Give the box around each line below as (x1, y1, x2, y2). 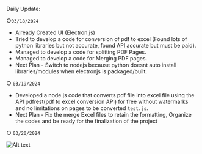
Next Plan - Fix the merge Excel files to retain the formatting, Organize (15, 111, 192, 118)
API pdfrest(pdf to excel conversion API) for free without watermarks (15, 98, 189, 105)
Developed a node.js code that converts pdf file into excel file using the (15, 92, 195, 98)
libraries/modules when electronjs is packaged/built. (15, 68, 148, 75)
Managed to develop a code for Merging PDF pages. (15, 55, 148, 62)
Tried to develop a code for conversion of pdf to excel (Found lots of (15, 35, 187, 42)
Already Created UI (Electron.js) (15, 29, 96, 36)
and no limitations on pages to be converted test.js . (15, 105, 148, 112)
